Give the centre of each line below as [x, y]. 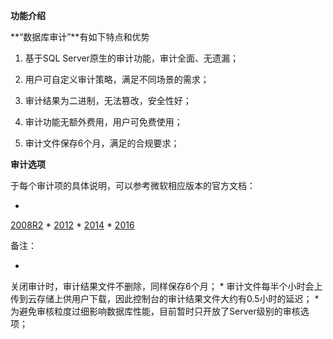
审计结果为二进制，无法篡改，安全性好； [108, 100]
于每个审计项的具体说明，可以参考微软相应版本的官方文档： [133, 185]
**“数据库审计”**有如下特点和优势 [80, 37]
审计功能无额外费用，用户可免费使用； [103, 122]
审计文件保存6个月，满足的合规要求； [102, 143]
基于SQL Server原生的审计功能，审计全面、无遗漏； [131, 58]
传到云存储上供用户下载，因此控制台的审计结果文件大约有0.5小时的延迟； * [165, 298]
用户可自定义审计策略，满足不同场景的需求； [117, 79]
